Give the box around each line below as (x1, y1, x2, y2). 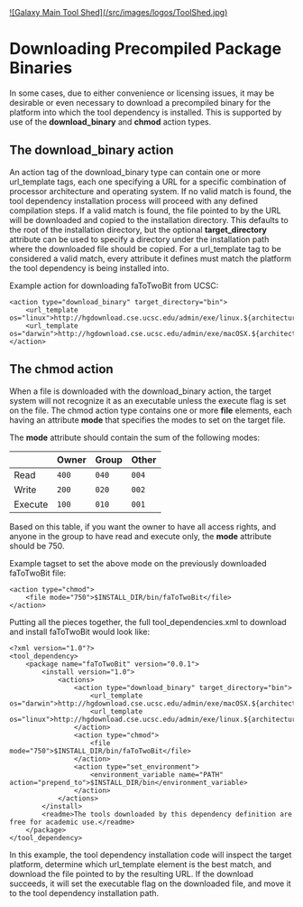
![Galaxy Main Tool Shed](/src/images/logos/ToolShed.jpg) (9, 7, 228, 17)
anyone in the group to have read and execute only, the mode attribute (9, 530, 272, 541)
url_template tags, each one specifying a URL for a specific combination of (9, 176, 287, 187)
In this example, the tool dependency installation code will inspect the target (9, 849, 292, 860)
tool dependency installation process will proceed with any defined (9, 195, 259, 206)
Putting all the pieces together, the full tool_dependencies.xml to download (9, 616, 287, 627)
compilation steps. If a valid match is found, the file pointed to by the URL (9, 205, 281, 216)
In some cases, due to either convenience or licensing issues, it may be (9, 88, 275, 98)
